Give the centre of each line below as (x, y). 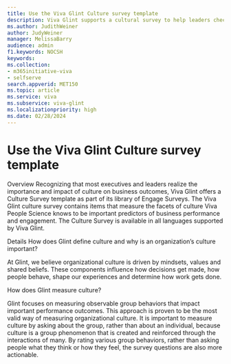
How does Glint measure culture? (54, 290)
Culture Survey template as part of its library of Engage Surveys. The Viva (112, 199)
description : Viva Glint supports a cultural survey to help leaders (109, 20)
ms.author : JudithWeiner (43, 26)
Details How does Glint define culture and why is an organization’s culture (111, 241)
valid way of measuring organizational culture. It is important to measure (110, 318)
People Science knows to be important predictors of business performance (114, 213)
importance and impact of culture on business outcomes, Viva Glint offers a (114, 191)
